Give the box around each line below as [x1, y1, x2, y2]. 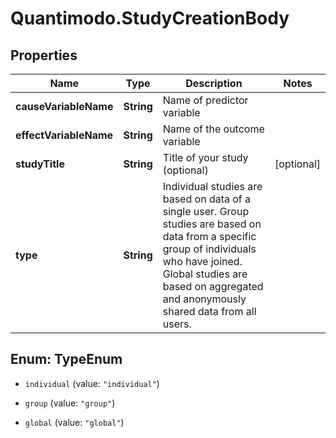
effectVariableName [15, 128, 114, 142]
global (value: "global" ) [24, 416, 125, 428]
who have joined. [162, 255, 243, 268]
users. [162, 317, 192, 331]
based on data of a [162, 192, 252, 206]
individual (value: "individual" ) [24, 377, 160, 389]
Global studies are [162, 267, 248, 281]
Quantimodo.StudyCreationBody [10, 7, 290, 30]
